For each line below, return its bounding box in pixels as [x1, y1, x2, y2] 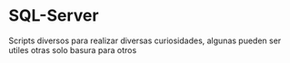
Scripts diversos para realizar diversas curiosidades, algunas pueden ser [8, 35, 282, 46]
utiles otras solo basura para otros [8, 44, 137, 55]
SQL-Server [8, 5, 99, 26]
